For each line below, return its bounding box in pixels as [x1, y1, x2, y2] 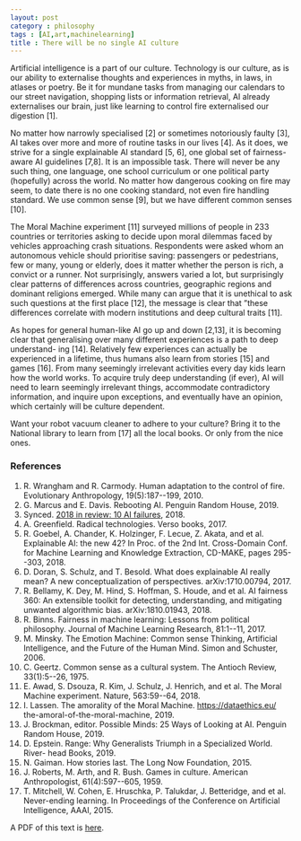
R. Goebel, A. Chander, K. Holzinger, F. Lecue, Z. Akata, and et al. [22, 528, 264, 539]
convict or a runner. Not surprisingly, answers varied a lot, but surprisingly [10, 269, 285, 280]
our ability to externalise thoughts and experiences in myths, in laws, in [10, 73, 272, 83]
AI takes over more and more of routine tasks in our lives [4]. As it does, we [10, 137, 288, 148]
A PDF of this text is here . [10, 822, 105, 833]
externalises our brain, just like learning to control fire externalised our [10, 101, 270, 112]
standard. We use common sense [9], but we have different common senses [10, 195, 292, 206]
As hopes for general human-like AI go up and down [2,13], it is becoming [10, 325, 281, 336]
